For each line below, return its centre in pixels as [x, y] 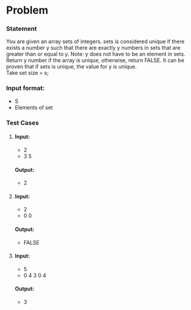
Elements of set [34, 107]
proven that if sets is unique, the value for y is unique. [72, 67]
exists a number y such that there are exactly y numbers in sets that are [93, 48]
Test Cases [23, 123]
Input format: [25, 88]
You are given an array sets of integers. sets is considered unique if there [96, 41]
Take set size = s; [27, 73]
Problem [27, 10]
